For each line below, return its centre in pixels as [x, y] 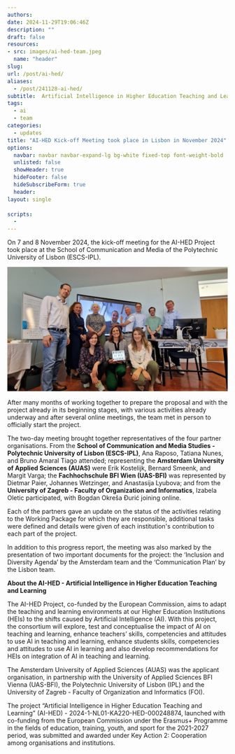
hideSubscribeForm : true [50, 185]
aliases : [20, 81]
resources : [23, 44]
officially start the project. [44, 424]
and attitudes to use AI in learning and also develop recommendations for [113, 648]
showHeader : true [39, 170]
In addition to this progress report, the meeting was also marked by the [109, 547]
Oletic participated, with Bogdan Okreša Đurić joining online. [94, 498]
